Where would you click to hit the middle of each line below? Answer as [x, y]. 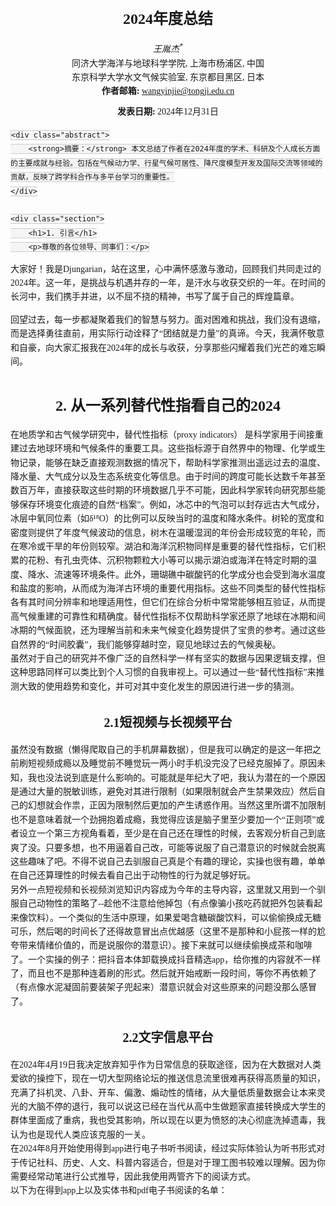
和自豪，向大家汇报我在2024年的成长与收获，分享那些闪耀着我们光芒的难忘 [163, 347]
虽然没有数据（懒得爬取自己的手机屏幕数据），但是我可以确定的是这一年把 [161, 749]
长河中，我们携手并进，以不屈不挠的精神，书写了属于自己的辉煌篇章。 [155, 297]
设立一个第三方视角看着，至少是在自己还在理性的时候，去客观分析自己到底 [172, 833]
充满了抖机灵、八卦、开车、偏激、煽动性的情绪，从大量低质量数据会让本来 [163, 1092]
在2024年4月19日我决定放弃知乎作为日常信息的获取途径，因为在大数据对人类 [166, 1064]
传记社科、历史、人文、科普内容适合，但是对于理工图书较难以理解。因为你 [172, 1162]
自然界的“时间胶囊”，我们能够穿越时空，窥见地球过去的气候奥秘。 [146, 644]
